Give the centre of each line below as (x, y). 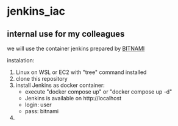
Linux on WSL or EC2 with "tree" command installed (81, 72)
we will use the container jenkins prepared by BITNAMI (76, 48)
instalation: (21, 60)
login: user (38, 105)
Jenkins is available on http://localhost (73, 98)
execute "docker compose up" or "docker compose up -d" (98, 92)
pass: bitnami (42, 111)
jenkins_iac (36, 11)
